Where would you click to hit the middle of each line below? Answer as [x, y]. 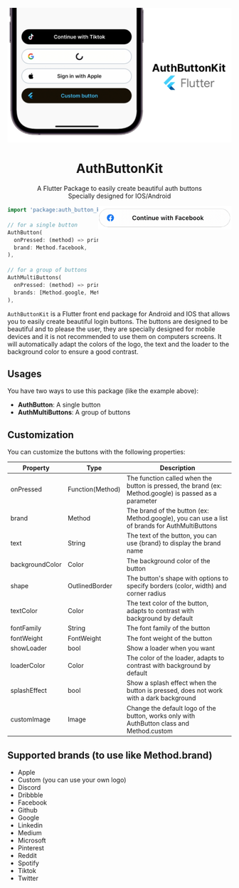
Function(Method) [94, 489]
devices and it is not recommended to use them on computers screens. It [115, 336]
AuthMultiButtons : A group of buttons [74, 412]
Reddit [27, 855]
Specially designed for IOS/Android [119, 196]
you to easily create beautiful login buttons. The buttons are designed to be [118, 321]
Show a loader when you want [171, 648]
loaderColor [28, 666]
